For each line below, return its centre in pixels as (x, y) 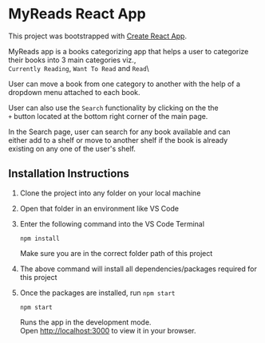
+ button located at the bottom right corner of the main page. (108, 116)
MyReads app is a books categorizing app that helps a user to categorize (129, 51)
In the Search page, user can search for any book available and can (119, 132)
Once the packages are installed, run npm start (97, 293)
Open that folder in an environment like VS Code (99, 208)
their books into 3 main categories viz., (72, 60)
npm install (40, 239)
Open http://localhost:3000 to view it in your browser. (108, 330)
